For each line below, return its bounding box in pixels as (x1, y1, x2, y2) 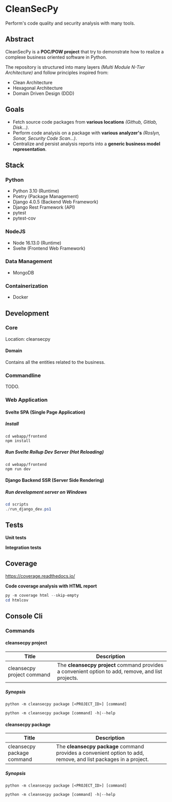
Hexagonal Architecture (12, 85, 63, 91)
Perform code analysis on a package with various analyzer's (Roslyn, (12, 129, 160, 136)
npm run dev (5, 466, 31, 472)
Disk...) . (12, 124, 29, 130)
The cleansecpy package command (56, 743, 144, 750)
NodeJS (5, 228, 26, 235)
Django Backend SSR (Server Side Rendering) (5, 477, 104, 483)
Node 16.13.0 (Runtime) (12, 240, 61, 246)
